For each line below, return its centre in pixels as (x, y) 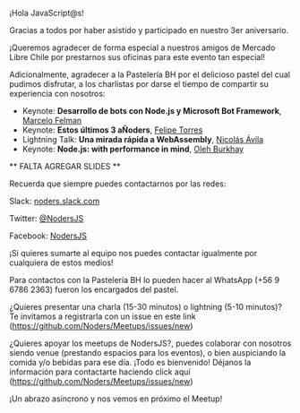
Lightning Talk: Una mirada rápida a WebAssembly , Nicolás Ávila (143, 139)
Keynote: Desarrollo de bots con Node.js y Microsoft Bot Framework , (152, 111)
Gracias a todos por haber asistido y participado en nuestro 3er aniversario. (149, 30)
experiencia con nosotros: (57, 94)
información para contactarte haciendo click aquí (100, 372)
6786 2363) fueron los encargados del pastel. (94, 289)
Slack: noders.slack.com (55, 201)
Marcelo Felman (52, 120)
